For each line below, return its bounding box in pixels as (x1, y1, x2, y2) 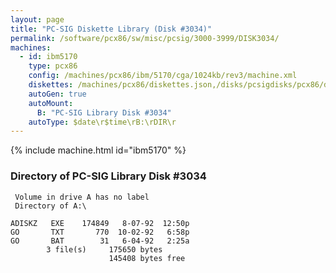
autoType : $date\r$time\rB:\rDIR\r (28, 117, 177, 127)
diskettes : (28, 80, 74, 90)
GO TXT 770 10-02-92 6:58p (10, 227, 190, 237)
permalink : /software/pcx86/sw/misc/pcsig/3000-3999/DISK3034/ (10, 33, 280, 43)
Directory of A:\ (14, 201, 87, 211)
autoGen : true (28, 89, 87, 99)
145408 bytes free (108, 253, 186, 263)
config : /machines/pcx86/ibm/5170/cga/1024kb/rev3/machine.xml (28, 71, 298, 81)
